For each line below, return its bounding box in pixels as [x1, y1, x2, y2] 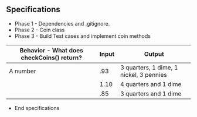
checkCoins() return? [21, 54, 82, 62]
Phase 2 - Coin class [14, 26, 65, 33]
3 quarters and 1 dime [120, 90, 182, 98]
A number [9, 67, 36, 75]
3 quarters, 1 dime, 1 [120, 63, 178, 72]
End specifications [14, 104, 60, 111]
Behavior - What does [19, 46, 83, 54]
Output [144, 49, 164, 58]
